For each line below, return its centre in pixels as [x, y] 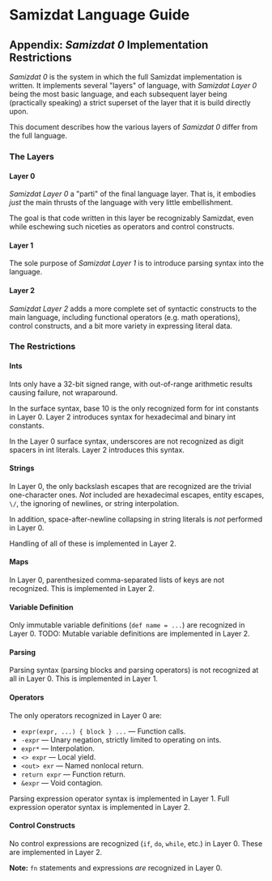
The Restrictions [42, 347]
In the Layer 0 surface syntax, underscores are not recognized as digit [126, 441]
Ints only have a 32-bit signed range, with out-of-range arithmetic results [131, 384]
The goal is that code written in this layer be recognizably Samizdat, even [132, 218]
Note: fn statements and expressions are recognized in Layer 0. [116, 867]
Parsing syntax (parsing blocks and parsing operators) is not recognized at [134, 670]
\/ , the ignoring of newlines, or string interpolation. [94, 503]
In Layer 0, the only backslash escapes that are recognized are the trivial [130, 486]
